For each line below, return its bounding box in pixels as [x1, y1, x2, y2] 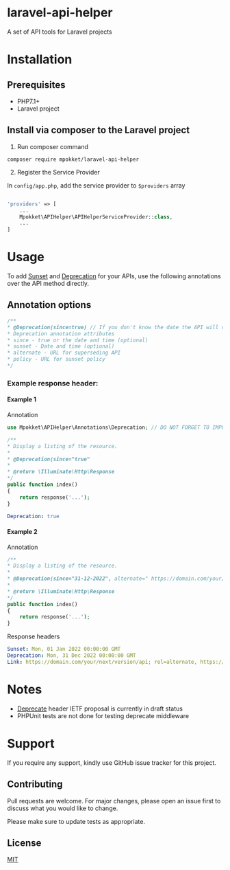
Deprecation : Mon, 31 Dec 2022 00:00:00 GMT [7, 652, 136, 659]
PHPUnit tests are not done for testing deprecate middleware [16, 711, 190, 720]
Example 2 [7, 527, 38, 535]
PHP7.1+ [16, 97, 40, 105]
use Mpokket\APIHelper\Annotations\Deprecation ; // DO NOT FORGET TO [7, 424, 210, 431]
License [7, 837, 42, 849]
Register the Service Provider [16, 168, 101, 176]
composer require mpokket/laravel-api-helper [7, 156, 139, 163]
